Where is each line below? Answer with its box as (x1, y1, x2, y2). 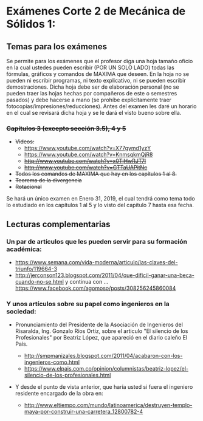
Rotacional (15, 183, 42, 191)
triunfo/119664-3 (15, 265, 58, 272)
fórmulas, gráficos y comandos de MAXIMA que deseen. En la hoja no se (6, 70, 190, 77)
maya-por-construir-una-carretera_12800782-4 (24, 408, 143, 416)
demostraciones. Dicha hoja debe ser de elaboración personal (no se (6, 83, 179, 91)
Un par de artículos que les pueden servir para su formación (6, 237, 187, 245)
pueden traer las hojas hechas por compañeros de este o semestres (6, 90, 177, 97)
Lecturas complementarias (6, 219, 111, 229)
